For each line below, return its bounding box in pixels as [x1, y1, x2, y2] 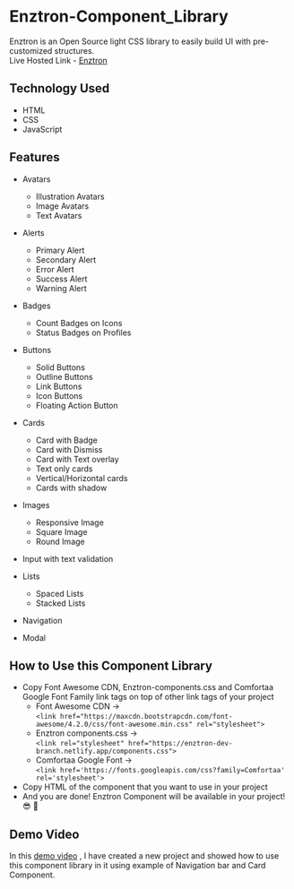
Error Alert [35, 263, 74, 274]
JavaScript [22, 124, 63, 134]
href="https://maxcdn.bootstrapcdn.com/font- [59, 712, 233, 721]
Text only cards [35, 463, 93, 474]
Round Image [35, 536, 85, 547]
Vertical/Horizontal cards [35, 472, 128, 483]
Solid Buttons [35, 361, 85, 373]
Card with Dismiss [35, 444, 103, 454]
